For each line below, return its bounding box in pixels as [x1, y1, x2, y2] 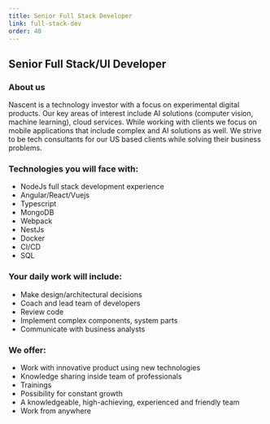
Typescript [20, 199, 57, 209]
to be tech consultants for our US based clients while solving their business [8, 135, 262, 145]
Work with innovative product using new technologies [20, 362, 201, 372]
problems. [8, 143, 42, 153]
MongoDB [20, 208, 54, 218]
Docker [20, 233, 46, 244]
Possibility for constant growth [20, 388, 124, 398]
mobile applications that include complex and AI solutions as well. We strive [8, 126, 262, 136]
